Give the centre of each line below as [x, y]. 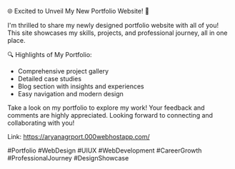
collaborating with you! [41, 123]
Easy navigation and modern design [70, 94]
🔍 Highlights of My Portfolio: [50, 55]
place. [17, 40]
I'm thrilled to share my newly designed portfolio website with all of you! [113, 25]
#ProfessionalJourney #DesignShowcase [68, 158]
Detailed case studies [50, 79]
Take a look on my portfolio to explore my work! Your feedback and [106, 108]
